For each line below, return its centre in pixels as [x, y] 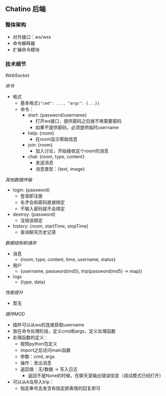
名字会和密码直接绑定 [42, 202]
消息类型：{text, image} [60, 169]
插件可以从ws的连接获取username [48, 324]
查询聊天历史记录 [38, 232]
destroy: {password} [34, 214]
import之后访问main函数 [45, 350]
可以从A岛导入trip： [33, 382]
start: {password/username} [57, 115]
